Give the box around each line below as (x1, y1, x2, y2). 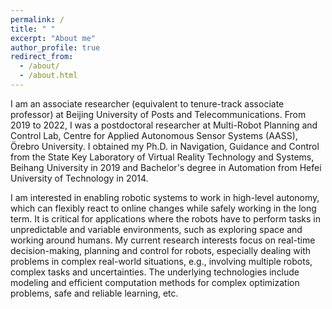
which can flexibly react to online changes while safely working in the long (10, 202, 317, 214)
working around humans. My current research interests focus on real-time (10, 234, 316, 246)
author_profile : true (10, 42, 101, 53)
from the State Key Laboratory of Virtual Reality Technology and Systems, (10, 151, 315, 163)
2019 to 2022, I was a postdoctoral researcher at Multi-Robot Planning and (10, 119, 318, 131)
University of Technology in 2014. (10, 172, 149, 184)
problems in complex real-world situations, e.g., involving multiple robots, (10, 255, 313, 267)
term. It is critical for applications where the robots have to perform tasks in (10, 212, 321, 225)
